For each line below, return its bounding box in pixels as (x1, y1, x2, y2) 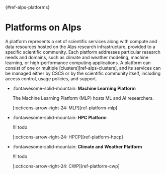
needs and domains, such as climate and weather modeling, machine (5, 54, 149, 60)
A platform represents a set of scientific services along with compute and (5, 38, 157, 44)
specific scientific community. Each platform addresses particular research (5, 49, 161, 55)
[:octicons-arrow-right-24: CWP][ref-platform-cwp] (12, 163, 120, 169)
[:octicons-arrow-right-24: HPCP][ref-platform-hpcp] (12, 134, 123, 140)
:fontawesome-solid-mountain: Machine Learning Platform (12, 85, 136, 91)
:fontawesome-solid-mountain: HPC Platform (12, 114, 107, 120)
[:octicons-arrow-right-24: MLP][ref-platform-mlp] (12, 105, 118, 111)
